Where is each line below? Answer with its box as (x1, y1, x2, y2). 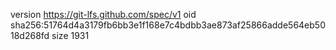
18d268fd (10, 30, 50, 41)
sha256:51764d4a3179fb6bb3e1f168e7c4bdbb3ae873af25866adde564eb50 (10, 19, 326, 31)
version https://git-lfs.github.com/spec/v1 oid (10, 9, 197, 20)
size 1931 (51, 30, 90, 41)
